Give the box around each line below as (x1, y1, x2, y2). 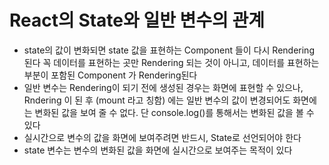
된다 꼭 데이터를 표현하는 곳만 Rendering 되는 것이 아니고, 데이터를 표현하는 (23, 56, 320, 68)
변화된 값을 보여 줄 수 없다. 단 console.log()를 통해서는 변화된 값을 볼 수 (34, 106, 315, 118)
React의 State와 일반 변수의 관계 (9, 9, 265, 32)
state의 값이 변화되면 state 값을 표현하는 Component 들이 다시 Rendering (23, 44, 315, 56)
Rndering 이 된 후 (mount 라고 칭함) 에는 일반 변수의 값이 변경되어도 (23, 94, 291, 106)
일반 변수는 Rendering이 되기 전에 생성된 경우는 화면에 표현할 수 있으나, (23, 81, 304, 93)
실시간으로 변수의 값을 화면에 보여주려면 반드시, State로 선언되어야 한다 (23, 131, 302, 143)
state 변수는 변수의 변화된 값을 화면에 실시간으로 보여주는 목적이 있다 (23, 144, 293, 156)
